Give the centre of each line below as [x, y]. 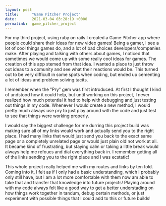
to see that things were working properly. [47, 116]
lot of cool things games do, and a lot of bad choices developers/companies [83, 48]
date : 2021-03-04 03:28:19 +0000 [46, 19]
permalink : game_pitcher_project [41, 24]
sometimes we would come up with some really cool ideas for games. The [81, 59]
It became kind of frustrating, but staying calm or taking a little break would [82, 146]
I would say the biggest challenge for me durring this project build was [77, 126]
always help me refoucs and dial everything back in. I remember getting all [81, 152]
